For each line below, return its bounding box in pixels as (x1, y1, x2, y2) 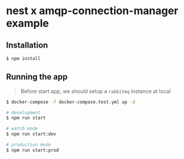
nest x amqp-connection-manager (6, 4, 179, 18)
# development (6, 110, 41, 115)
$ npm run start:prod (6, 147, 59, 153)
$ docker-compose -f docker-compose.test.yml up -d (6, 99, 135, 105)
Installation (6, 40, 48, 50)
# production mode (6, 142, 51, 148)
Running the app (6, 72, 68, 82)
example (6, 16, 49, 30)
